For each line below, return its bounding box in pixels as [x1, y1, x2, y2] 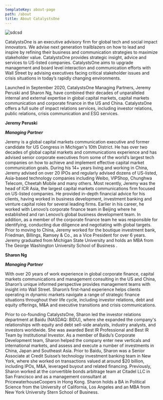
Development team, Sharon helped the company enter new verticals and [5, 338, 150, 343]
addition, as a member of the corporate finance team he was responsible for [5, 217, 158, 222]
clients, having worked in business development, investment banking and [5, 196, 152, 202]
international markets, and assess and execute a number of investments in [5, 342, 154, 349]
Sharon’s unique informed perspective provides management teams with [5, 281, 151, 287]
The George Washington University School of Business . [5, 242, 118, 249]
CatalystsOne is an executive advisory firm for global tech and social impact [5, 39, 158, 45]
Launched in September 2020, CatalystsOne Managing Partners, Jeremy [5, 85, 151, 91]
